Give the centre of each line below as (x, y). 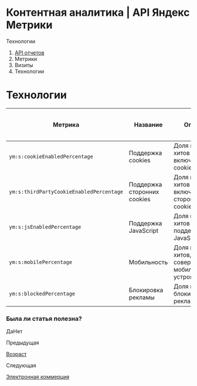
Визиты (24, 65)
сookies (140, 160)
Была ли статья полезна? (44, 319)
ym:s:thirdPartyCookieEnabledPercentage (66, 192)
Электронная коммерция (38, 377)
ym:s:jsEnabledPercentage (45, 227)
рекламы (142, 297)
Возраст (16, 354)
